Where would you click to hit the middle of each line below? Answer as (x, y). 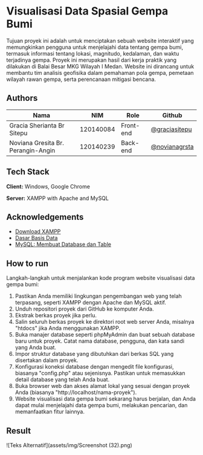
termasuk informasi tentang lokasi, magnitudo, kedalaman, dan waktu (93, 53)
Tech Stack (28, 172)
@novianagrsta (172, 146)
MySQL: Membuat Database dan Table (63, 244)
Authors (22, 98)
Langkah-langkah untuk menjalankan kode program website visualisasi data (101, 278)
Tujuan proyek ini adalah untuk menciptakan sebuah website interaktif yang (100, 40)
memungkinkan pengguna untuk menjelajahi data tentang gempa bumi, (95, 47)
